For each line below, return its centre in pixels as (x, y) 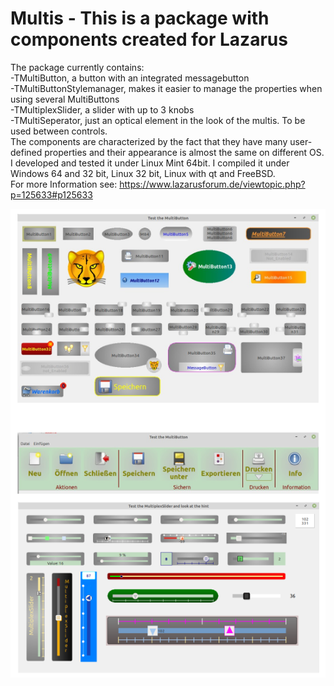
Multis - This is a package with (140, 18)
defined (26, 152)
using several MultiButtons (65, 99)
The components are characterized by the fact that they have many (149, 141)
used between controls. (59, 131)
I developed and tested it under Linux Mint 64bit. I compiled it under (150, 163)
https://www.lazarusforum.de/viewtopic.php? (212, 184)
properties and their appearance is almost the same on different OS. (184, 152)
